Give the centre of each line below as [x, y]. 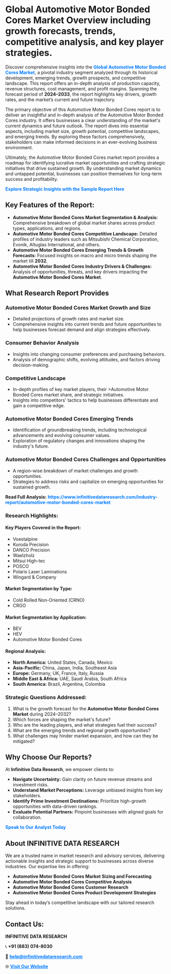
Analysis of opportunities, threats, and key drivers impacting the [80, 271]
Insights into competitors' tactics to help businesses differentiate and [85, 400]
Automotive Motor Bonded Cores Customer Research [70, 887]
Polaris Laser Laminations [40, 571]
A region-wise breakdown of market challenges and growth [75, 471]
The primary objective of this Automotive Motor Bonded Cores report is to [83, 109]
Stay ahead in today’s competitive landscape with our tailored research [80, 902]
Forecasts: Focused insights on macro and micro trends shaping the [85, 255]
